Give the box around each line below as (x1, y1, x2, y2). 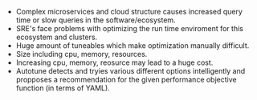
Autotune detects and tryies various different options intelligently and (15, 66, 246, 75)
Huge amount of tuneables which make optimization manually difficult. (15, 41, 250, 50)
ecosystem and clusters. (15, 32, 98, 42)
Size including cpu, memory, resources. (15, 50, 148, 58)
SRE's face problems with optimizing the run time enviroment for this (15, 24, 243, 33)
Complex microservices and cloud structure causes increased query (15, 7, 243, 16)
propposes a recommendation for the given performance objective (15, 75, 237, 84)
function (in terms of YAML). (15, 83, 110, 93)
